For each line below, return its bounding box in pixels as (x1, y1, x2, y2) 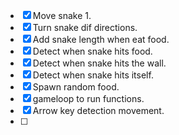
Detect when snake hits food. (32, 45, 153, 57)
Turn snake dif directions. (32, 22, 138, 33)
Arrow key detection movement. (32, 105, 165, 116)
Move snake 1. (32, 10, 92, 21)
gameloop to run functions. (32, 93, 145, 104)
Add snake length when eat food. (32, 34, 170, 45)
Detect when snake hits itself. (32, 69, 154, 81)
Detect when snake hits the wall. (32, 57, 167, 69)
